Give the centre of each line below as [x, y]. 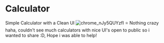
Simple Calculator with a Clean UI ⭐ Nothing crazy [82, 22]
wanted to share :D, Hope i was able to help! [51, 35]
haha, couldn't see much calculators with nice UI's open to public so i [77, 30]
